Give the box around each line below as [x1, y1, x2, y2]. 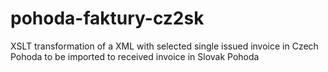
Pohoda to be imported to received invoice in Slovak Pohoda [10, 50, 260, 62]
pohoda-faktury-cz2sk [10, 7, 205, 30]
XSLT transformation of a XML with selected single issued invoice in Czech [10, 40, 319, 52]
